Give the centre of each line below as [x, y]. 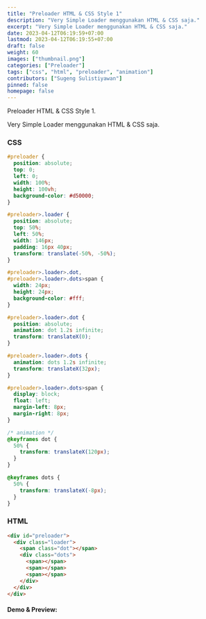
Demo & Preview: [32, 610]
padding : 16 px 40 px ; [43, 247]
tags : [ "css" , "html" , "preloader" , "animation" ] [80, 72]
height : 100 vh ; [35, 189]
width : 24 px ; [32, 286]
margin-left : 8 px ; [40, 408]
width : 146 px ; [34, 241]
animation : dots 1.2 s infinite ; [60, 362]
